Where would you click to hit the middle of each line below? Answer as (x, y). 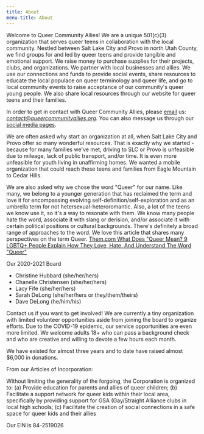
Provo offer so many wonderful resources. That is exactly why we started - (100, 143)
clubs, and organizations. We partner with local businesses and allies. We (98, 67)
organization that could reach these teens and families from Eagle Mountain (101, 169)
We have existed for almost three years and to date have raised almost (95, 350)
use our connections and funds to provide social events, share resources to (101, 74)
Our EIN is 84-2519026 (35, 425)
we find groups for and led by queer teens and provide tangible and (91, 54)
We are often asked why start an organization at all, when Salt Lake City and (102, 136)
